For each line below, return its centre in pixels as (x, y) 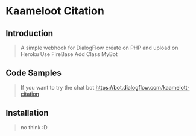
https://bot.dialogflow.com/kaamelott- (143, 87)
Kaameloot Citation (55, 11)
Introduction (30, 33)
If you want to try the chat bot (57, 87)
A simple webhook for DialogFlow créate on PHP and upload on (99, 48)
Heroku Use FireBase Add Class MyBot (69, 54)
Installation (27, 113)
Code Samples (33, 73)
